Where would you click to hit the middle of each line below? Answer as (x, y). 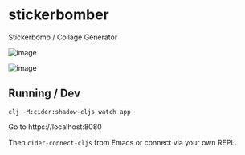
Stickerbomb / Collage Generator (63, 37)
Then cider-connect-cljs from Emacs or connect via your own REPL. (123, 142)
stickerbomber (59, 15)
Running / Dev (45, 94)
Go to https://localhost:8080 (55, 127)
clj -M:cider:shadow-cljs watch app (69, 112)
